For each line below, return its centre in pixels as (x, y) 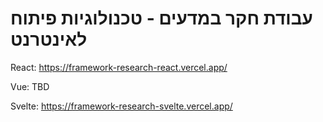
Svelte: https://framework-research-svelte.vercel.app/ (121, 106)
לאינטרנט (49, 39)
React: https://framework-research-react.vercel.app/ (119, 67)
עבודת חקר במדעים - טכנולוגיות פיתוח (161, 18)
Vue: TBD (30, 86)
